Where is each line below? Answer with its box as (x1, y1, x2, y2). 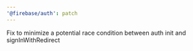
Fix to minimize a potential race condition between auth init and (6, 29, 187, 37)
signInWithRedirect (6, 35, 60, 44)
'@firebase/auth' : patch (6, 10, 78, 17)
